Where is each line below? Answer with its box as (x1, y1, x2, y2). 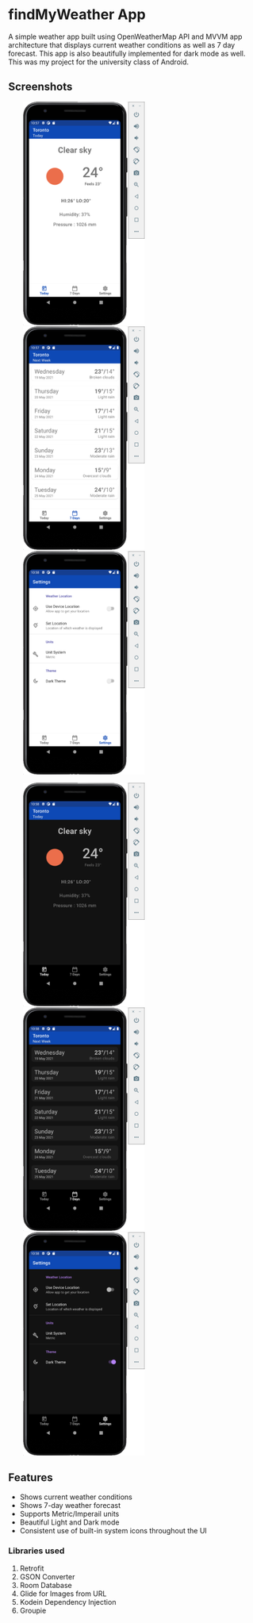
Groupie (19, 1606, 47, 1615)
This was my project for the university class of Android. (8, 57, 189, 67)
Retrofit (19, 1563, 44, 1573)
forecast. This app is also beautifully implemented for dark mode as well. (8, 48, 246, 58)
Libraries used (8, 1545, 65, 1556)
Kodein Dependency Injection (19, 1597, 117, 1606)
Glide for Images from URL (19, 1589, 107, 1598)
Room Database (19, 1580, 73, 1590)
